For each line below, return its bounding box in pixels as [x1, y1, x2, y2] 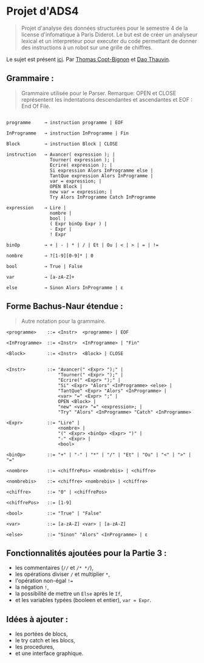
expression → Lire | [6, 205, 67, 211]
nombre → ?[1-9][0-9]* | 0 [6, 253, 94, 259]
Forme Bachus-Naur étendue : [6, 301, 123, 312]
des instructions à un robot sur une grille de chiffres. [21, 44, 153, 51]
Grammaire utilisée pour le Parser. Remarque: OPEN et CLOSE [21, 89, 177, 97]
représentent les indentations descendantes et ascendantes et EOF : [21, 96, 193, 103]
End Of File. [21, 102, 51, 110]
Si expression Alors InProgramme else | [49, 167, 154, 174]
